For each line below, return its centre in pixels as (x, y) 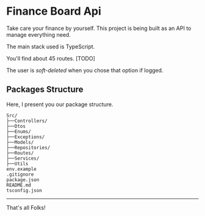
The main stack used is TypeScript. (51, 47)
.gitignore (20, 174)
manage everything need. (39, 34)
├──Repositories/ (28, 147)
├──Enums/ (19, 132)
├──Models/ (20, 142)
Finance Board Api (54, 11)
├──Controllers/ (27, 121)
